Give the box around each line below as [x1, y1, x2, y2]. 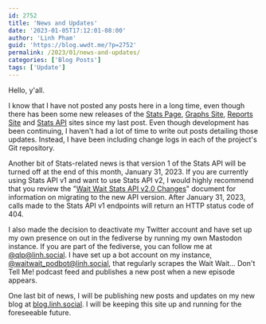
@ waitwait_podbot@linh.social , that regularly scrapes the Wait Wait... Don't [8, 258, 256, 267]
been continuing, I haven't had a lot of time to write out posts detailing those [8, 126, 259, 135]
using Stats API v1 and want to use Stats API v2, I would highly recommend [8, 175, 254, 185]
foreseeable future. [8, 307, 72, 317]
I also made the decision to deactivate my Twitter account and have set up [8, 224, 252, 234]
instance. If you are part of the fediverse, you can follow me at [8, 241, 213, 251]
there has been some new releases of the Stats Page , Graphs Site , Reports [8, 109, 253, 119]
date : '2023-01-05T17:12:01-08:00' [8, 26, 127, 34]
